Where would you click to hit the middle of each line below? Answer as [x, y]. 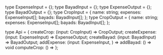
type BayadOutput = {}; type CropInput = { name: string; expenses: [73, 12]
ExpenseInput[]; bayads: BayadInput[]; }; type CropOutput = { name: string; [82, 17]
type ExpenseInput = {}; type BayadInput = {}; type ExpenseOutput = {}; [79, 7]
